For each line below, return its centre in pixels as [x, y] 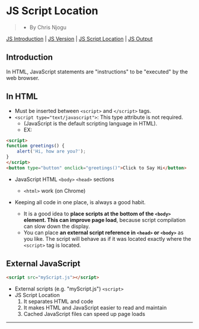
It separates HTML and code [58, 301]
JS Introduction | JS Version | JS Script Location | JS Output [79, 38]
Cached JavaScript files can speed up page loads [84, 314]
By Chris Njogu [48, 27]
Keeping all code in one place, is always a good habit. [80, 202]
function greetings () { [36, 146]
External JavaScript [43, 264]
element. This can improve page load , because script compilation [105, 220]
